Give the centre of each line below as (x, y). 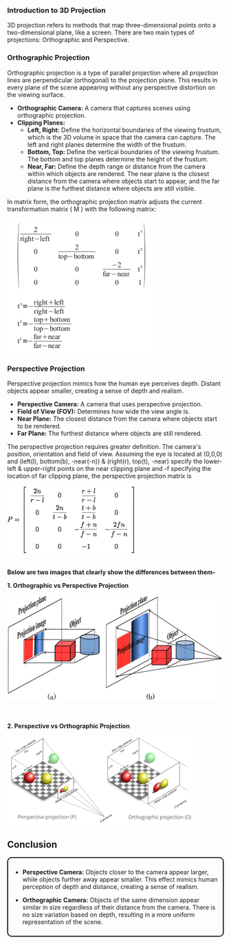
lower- (213, 461)
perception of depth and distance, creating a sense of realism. (111, 886)
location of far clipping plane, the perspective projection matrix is (99, 476)
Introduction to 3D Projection (57, 10)
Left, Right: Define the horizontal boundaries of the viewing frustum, (124, 130)
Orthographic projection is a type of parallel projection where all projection (113, 73)
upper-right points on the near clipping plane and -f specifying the (117, 468)
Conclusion (32, 844)
